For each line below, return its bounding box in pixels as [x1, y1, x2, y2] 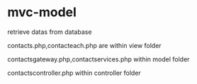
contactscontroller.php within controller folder [7, 68, 142, 77]
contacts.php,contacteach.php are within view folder [7, 41, 162, 49]
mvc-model [7, 4, 77, 20]
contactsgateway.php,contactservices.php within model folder [7, 54, 190, 64]
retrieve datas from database [7, 28, 92, 36]
